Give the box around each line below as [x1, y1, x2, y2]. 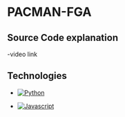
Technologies [7, 70, 68, 82]
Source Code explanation [7, 32, 119, 44]
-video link [7, 50, 38, 58]
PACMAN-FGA [7, 4, 92, 20]
